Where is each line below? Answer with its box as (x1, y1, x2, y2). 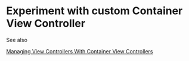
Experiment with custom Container (6, 4, 183, 18)
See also (6, 36, 28, 43)
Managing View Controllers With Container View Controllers (6, 47, 153, 54)
